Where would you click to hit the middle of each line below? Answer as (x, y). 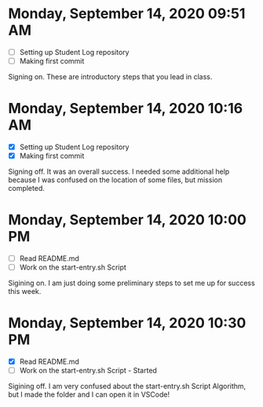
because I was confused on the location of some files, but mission (115, 180)
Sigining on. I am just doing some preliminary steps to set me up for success (131, 283)
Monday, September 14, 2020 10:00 (128, 220)
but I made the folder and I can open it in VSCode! (89, 394)
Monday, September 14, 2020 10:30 (127, 323)
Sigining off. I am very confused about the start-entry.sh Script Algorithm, (127, 387)
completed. (26, 189)
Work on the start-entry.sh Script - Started (88, 371)
